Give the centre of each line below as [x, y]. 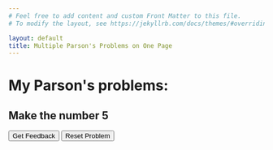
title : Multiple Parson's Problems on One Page [91, 45]
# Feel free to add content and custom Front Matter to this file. [125, 16]
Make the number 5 [58, 116]
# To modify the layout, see [58, 24]
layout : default [36, 38]
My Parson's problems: [89, 86]
